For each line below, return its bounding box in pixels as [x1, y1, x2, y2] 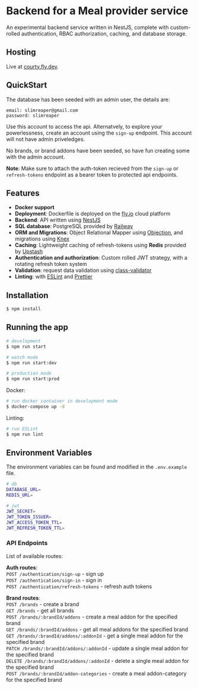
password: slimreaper [6, 113, 60, 118]
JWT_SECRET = [6, 508, 36, 514]
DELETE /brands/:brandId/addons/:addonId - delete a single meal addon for [6, 657, 190, 664]
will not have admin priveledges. [6, 135, 85, 143]
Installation [6, 290, 49, 300]
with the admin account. [6, 153, 65, 161]
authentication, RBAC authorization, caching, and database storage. [21, 30, 187, 37]
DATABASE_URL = [6, 487, 41, 493]
